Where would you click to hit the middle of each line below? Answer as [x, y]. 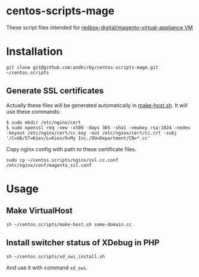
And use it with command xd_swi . [47, 267]
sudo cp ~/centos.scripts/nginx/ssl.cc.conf [62, 160]
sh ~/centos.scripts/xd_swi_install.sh [56, 256]
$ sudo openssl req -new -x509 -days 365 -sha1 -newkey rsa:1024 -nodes [98, 127]
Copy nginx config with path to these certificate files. [71, 149]
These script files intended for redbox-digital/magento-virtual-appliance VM [99, 27]
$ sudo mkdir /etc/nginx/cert [44, 122]
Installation [35, 52]
